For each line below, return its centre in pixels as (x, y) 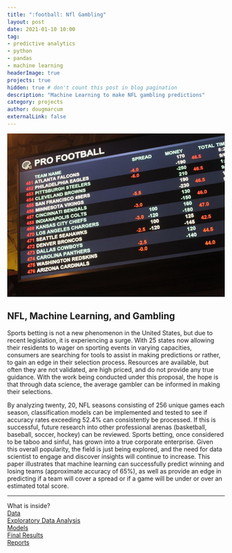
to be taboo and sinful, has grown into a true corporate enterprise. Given (110, 442)
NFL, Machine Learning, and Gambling (91, 316)
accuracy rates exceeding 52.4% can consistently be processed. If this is (112, 420)
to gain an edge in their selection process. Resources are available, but (108, 362)
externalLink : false (37, 117)
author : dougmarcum (35, 110)
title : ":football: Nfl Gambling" (57, 15)
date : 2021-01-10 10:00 (41, 29)
